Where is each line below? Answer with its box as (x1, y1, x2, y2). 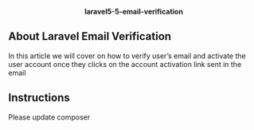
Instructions (8, 91, 70, 104)
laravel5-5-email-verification (84, 7, 183, 16)
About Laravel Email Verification (8, 30, 172, 43)
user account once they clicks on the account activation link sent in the (8, 59, 242, 69)
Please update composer (8, 112, 91, 122)
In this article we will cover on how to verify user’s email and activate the (8, 51, 246, 61)
